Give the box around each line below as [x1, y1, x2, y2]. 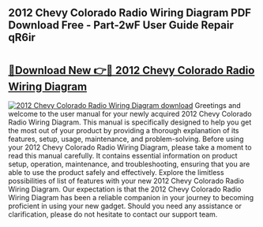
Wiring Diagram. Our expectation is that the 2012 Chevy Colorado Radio [8, 184, 242, 194]
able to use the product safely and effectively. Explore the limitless [8, 168, 224, 177]
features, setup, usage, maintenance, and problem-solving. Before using [8, 134, 244, 143]
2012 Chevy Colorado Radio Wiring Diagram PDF [8, 6, 251, 20]
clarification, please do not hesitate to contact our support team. [8, 210, 218, 219]
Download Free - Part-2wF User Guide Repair [8, 19, 235, 32]
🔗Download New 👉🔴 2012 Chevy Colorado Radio [8, 63, 255, 77]
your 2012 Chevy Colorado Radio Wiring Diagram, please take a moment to [8, 143, 252, 152]
